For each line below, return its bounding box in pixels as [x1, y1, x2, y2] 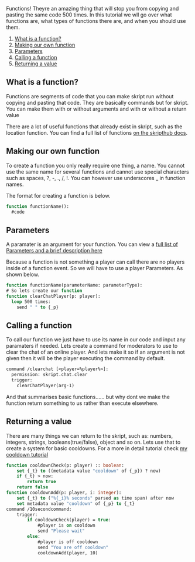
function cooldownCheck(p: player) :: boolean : [6, 462, 125, 468]
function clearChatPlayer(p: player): [6, 293, 101, 299]
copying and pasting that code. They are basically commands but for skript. [6, 99, 189, 106]
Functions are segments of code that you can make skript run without [6, 92, 174, 99]
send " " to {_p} [16, 304, 59, 310]
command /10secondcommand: [6, 506, 72, 512]
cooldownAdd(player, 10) [37, 550, 98, 556]
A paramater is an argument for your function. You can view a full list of [6, 241, 179, 248]
